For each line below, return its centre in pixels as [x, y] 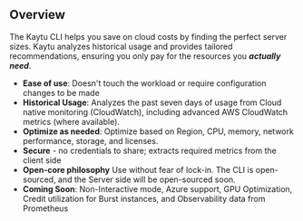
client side [42, 160]
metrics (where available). [71, 121]
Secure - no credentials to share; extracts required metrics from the [149, 150]
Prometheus [45, 208]
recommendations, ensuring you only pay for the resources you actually [145, 56]
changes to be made [61, 92]
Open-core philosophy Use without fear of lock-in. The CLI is [138, 169]
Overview [38, 15]
